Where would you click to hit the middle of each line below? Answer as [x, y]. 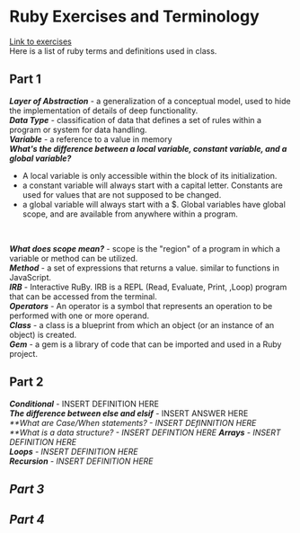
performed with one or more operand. [79, 315]
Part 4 [27, 520]
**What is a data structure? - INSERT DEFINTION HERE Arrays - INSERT [145, 432]
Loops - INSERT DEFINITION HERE [74, 451]
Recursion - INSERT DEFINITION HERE [82, 461]
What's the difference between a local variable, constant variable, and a [148, 148]
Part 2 [26, 382]
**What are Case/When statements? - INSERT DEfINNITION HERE [133, 422]
